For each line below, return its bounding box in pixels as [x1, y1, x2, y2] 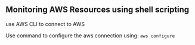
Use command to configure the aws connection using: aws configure [5, 32, 175, 39]
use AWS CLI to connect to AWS [5, 20, 85, 27]
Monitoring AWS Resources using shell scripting [5, 5, 190, 15]
